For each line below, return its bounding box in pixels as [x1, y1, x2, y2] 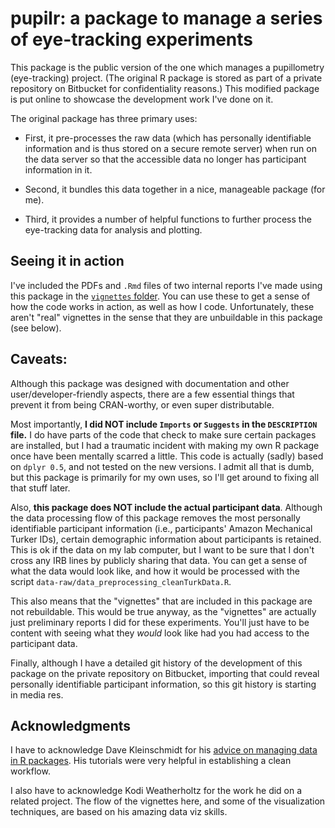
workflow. [10, 765, 51, 777]
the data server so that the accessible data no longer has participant [24, 153, 307, 165]
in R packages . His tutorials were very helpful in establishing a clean [10, 755, 292, 767]
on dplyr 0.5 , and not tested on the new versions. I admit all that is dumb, [10, 460, 315, 472]
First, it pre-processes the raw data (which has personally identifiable [24, 132, 312, 144]
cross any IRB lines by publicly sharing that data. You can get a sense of [10, 554, 308, 566]
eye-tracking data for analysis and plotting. [24, 223, 203, 236]
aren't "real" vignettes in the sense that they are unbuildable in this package [10, 311, 323, 323]
